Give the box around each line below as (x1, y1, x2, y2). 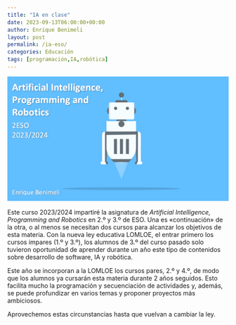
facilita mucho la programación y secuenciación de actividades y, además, (7, 281, 223, 290)
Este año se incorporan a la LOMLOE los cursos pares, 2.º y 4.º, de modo (7, 267, 220, 275)
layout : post (7, 34, 46, 41)
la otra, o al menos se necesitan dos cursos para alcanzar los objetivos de (7, 223, 222, 231)
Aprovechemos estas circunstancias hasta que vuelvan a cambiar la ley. (7, 310, 216, 319)
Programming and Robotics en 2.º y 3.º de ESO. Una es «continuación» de (7, 215, 223, 224)
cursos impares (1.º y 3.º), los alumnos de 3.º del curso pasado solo (7, 238, 204, 246)
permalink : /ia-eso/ (7, 41, 68, 49)
